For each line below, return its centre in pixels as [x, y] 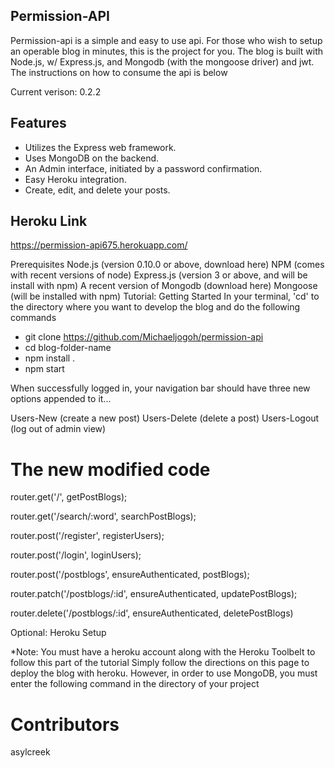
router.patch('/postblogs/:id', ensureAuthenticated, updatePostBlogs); [154, 594]
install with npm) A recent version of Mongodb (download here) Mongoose [164, 286]
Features [38, 123]
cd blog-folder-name [68, 348]
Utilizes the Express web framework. [100, 147]
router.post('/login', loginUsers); [76, 555]
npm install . [50, 358]
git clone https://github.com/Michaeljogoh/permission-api [144, 337]
